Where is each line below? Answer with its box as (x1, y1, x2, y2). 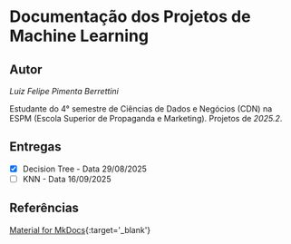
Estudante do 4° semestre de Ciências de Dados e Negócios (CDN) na (9, 103, 273, 114)
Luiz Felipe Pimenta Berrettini (9, 86, 120, 96)
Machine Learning (9, 25, 150, 46)
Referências (9, 200, 80, 216)
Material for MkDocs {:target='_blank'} (9, 224, 151, 235)
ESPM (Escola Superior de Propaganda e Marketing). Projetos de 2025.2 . (9, 113, 283, 123)
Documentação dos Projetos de (9, 6, 251, 27)
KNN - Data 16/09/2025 (22, 173, 112, 184)
